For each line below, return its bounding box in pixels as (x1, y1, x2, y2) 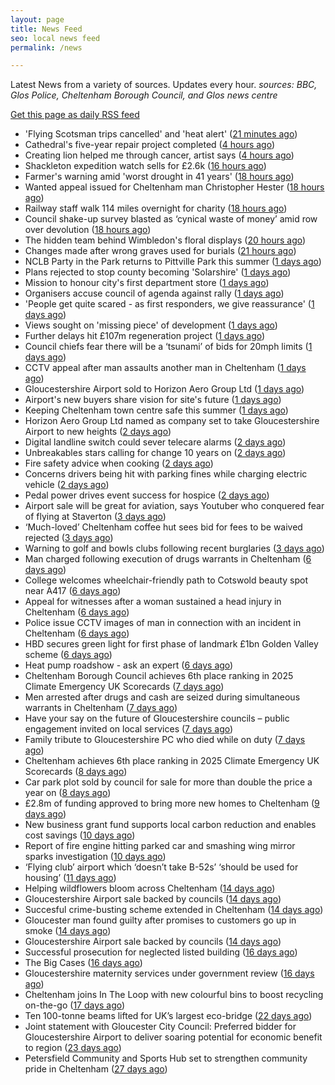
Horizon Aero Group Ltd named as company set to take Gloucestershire (24, 415, 320, 427)
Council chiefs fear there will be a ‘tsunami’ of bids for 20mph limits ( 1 (24, 341, 313, 353)
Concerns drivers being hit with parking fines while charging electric (24, 468, 308, 480)
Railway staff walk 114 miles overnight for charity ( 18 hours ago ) (24, 202, 288, 215)
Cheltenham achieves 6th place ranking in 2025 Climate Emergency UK (24, 755, 320, 767)
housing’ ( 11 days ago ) (24, 872, 117, 884)
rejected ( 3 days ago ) (24, 532, 114, 544)
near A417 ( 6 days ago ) (24, 585, 122, 597)
